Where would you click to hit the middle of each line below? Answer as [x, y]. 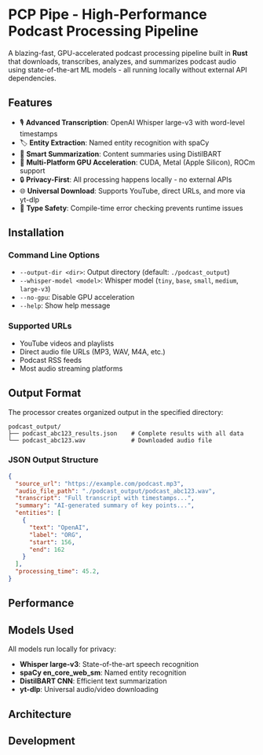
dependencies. [32, 78]
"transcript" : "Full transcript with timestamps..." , [105, 498]
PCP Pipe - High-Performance [108, 15]
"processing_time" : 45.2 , [58, 572]
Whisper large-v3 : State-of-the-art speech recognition [109, 664]
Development [42, 740]
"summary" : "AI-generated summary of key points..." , [105, 505]
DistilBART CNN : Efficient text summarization [93, 681]
